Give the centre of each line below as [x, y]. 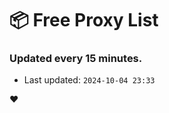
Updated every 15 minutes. [76, 59]
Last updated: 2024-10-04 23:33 [89, 80]
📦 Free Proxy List [84, 20]
